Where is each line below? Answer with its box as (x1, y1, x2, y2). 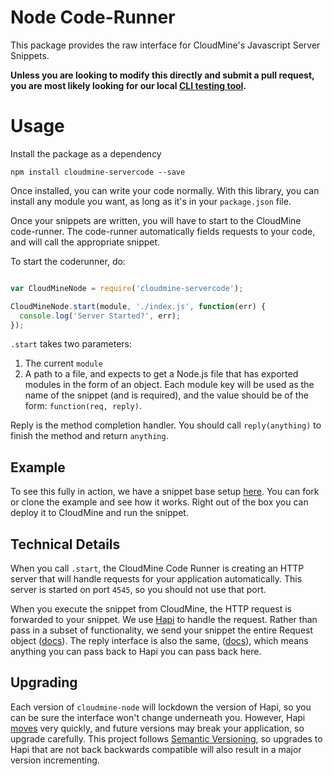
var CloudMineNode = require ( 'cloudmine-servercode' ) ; (10, 283, 244, 293)
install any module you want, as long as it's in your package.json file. (10, 195, 292, 207)
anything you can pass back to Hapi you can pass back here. (10, 646, 262, 657)
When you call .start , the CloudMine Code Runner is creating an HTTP (10, 562, 305, 574)
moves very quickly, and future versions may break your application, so (10, 722, 305, 734)
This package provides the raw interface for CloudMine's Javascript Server (10, 39, 321, 51)
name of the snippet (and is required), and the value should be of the (24, 389, 309, 401)
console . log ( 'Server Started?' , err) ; (19, 311, 182, 321)
